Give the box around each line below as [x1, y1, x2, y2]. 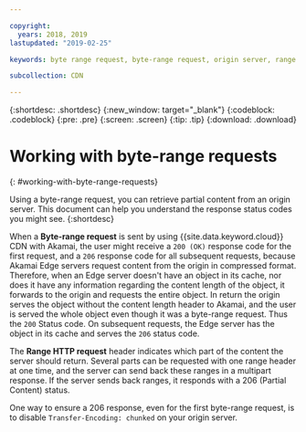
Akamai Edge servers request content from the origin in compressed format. [9, 260, 297, 271]
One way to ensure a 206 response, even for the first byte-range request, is [9, 403, 295, 414]
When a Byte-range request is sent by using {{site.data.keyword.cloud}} [9, 231, 284, 242]
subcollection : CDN [9, 71, 84, 80]
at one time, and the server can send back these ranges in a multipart [9, 365, 271, 376]
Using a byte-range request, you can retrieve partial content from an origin [9, 194, 290, 205]
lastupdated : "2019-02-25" [9, 38, 112, 47]
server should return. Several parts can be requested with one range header [9, 355, 297, 366]
